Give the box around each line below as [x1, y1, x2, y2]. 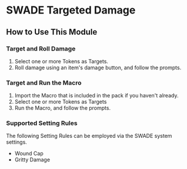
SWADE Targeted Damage [6, 4, 136, 17]
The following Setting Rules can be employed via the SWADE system [6, 133, 172, 140]
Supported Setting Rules [6, 119, 78, 127]
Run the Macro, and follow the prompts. [14, 104, 111, 111]
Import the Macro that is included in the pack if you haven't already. [14, 92, 179, 99]
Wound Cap [14, 150, 44, 157]
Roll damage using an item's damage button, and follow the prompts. [14, 64, 182, 71]
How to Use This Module [6, 27, 98, 37]
